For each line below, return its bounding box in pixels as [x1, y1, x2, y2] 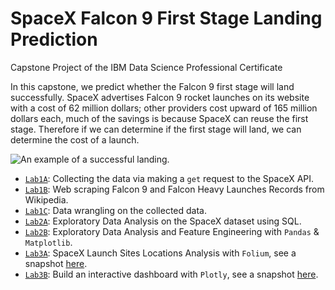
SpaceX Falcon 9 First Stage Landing [10, 7, 323, 30]
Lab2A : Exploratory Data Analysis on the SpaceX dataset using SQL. [24, 215, 302, 227]
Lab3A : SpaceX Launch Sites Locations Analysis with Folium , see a [24, 247, 297, 259]
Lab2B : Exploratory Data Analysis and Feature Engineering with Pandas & [24, 225, 320, 237]
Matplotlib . [24, 236, 73, 248]
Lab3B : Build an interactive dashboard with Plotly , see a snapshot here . [24, 268, 319, 280]
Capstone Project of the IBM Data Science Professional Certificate [10, 61, 283, 73]
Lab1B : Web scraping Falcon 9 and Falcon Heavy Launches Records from [24, 183, 325, 195]
